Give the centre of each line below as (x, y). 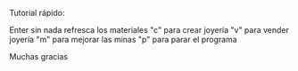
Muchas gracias (39, 56)
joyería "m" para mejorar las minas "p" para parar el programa (124, 39)
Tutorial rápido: (37, 13)
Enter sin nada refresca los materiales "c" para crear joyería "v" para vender (149, 30)
